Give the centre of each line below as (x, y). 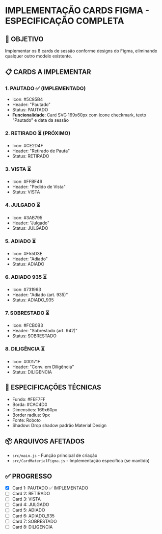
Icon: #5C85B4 (27, 99)
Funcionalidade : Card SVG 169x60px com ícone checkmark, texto (79, 115)
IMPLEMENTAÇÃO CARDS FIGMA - (77, 11)
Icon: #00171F (26, 361)
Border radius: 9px (31, 415)
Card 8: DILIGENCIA (32, 527)
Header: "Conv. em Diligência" (43, 367)
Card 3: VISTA (26, 499)
